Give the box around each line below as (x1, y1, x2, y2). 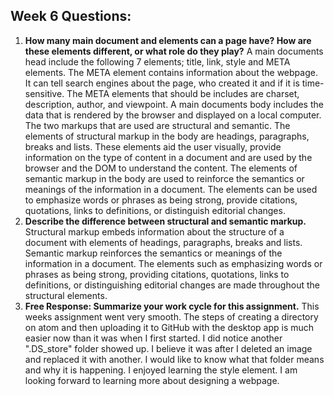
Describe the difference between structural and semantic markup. (24, 215, 307, 227)
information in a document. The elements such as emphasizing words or (24, 257, 323, 269)
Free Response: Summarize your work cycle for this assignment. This (24, 300, 320, 312)
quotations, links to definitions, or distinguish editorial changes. (24, 204, 286, 216)
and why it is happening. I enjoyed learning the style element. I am (24, 364, 298, 376)
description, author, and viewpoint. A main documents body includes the (24, 98, 324, 110)
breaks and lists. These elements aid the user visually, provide (24, 140, 282, 153)
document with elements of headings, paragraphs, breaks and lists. (24, 236, 303, 248)
